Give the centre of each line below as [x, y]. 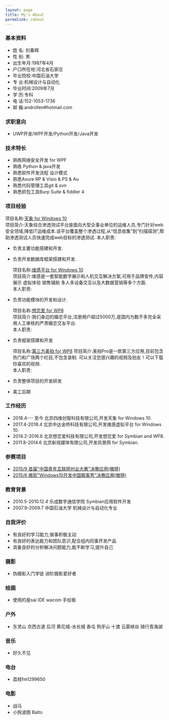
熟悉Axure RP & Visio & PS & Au [46, 179]
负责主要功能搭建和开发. [38, 248]
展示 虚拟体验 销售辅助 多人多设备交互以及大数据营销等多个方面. [80, 282]
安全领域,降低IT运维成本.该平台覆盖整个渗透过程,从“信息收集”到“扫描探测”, [82, 231]
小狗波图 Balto [28, 712]
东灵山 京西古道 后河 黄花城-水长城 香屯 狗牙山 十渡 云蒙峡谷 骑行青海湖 [88, 626]
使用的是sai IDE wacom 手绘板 [44, 600]
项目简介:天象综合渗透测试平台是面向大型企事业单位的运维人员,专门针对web [84, 224]
